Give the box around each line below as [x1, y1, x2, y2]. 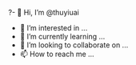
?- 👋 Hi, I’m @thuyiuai [8, 8, 80, 17]
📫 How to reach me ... [19, 49, 94, 59]
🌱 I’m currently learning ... [19, 32, 106, 41]
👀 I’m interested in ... [19, 23, 88, 32]
